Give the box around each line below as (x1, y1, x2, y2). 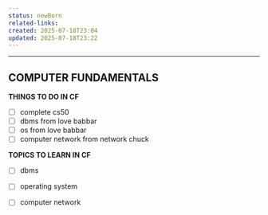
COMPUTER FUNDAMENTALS (8, 71, 160, 84)
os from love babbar (19, 125, 87, 135)
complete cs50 (19, 107, 69, 117)
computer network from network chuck (19, 135, 150, 144)
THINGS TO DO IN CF (8, 92, 80, 102)
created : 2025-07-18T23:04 (8, 26, 98, 34)
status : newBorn (8, 11, 62, 20)
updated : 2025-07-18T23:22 (8, 33, 98, 42)
